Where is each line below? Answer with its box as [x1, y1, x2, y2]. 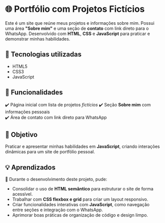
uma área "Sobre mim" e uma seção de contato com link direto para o [5, 25, 149, 31]
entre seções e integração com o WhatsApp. [12, 207, 103, 213]
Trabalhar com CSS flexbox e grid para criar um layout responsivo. [12, 196, 149, 202]
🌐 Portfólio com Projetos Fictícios [5, 3, 145, 15]
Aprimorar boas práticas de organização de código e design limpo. [12, 212, 148, 218]
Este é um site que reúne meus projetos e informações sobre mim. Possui [5, 20, 155, 26]
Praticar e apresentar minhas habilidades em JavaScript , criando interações [5, 143, 160, 149]
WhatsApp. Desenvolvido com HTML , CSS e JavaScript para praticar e [5, 31, 150, 37]
